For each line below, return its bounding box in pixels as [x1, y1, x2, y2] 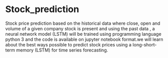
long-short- [132, 41, 157, 47]
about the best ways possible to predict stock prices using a [5, 41, 132, 47]
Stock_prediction [5, 4, 79, 15]
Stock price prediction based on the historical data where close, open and [5, 20, 160, 26]
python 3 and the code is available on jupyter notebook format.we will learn [5, 36, 164, 42]
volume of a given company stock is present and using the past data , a [5, 25, 155, 31]
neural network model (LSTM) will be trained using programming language [5, 31, 162, 37]
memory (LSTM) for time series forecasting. [16, 47, 108, 53]
